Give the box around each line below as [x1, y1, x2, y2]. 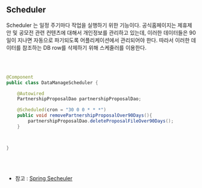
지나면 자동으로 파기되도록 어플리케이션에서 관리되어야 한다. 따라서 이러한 [17, 36, 190, 44]
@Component [6, 74, 34, 80]
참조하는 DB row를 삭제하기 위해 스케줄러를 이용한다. [22, 44, 147, 51]
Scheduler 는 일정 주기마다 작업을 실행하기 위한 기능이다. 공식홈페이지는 [6, 21, 177, 29]
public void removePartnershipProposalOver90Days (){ [17, 112, 153, 119]
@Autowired [17, 90, 45, 97]
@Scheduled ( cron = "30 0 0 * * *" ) [17, 107, 107, 113]
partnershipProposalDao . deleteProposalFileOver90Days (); [28, 118, 174, 124]
